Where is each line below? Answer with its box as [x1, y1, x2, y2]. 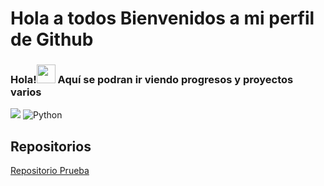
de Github [10, 28, 94, 51]
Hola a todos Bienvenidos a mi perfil [10, 7, 315, 30]
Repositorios [10, 138, 92, 155]
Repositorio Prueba [10, 165, 90, 177]
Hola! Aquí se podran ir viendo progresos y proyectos [10, 73, 294, 87]
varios [10, 85, 42, 99]
